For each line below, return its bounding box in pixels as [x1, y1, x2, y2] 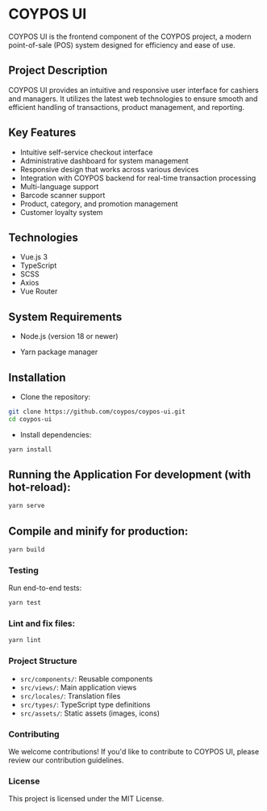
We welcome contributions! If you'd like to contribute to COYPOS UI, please [8, 746, 260, 756]
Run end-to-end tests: [8, 583, 82, 593]
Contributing [8, 729, 60, 740]
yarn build [8, 546, 45, 554]
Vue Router [19, 286, 58, 296]
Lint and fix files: [8, 618, 75, 629]
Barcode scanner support [19, 190, 106, 200]
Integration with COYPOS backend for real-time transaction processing [19, 173, 257, 183]
